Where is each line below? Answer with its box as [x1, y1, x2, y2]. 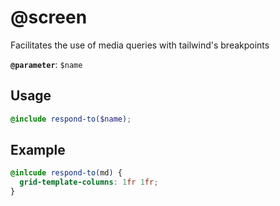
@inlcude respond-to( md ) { [10, 168, 123, 178]
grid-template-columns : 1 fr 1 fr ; [19, 177, 159, 188]
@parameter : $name [10, 58, 83, 70]
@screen [10, 6, 88, 29]
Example [10, 142, 66, 159]
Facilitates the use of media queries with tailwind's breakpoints [10, 39, 270, 51]
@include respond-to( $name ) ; [10, 114, 132, 124]
